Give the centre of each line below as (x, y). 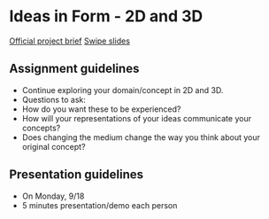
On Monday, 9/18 (53, 196)
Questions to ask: (54, 99)
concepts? (41, 128)
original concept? (54, 146)
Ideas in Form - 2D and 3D (106, 16)
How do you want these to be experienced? (101, 109)
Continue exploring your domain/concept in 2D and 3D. (123, 90)
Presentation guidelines (77, 175)
